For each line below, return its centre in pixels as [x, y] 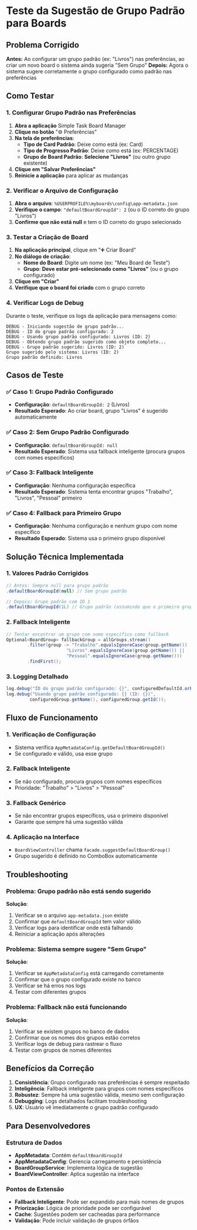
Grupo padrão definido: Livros [44, 357]
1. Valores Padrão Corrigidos [47, 573]
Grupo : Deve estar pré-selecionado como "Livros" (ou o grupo [101, 269]
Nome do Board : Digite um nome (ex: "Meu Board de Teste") [97, 263]
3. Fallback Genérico [36, 803]
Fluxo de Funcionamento [52, 718]
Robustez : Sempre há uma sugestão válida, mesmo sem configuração [99, 1095]
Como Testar [30, 96]
